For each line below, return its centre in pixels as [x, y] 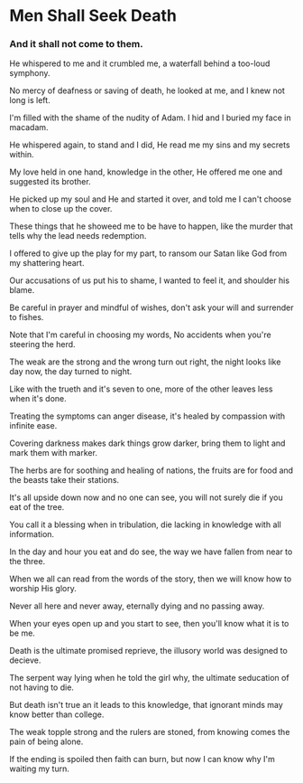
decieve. [25, 660]
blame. [22, 290]
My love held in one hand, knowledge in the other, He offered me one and [146, 172]
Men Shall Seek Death [93, 16]
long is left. [30, 100]
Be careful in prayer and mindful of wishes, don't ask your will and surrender [151, 307]
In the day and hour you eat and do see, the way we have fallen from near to [151, 552]
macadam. [29, 127]
